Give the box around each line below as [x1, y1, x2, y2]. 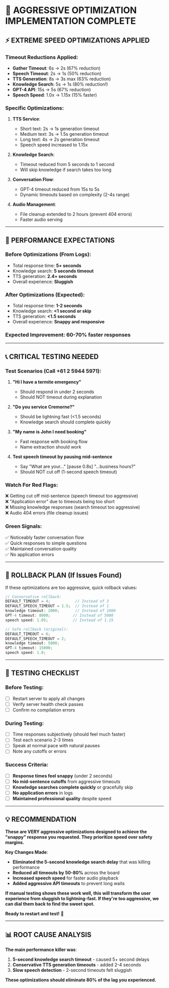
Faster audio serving [20, 216, 63, 223]
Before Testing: [5, 684, 44, 691]
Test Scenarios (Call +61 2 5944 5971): [5, 367, 102, 374]
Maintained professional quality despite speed [12, 796, 112, 802]
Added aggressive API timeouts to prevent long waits [12, 880, 125, 886]
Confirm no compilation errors [12, 706, 75, 713]
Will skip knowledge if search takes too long [20, 167, 112, 173]
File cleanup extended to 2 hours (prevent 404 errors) [20, 211, 132, 217]
